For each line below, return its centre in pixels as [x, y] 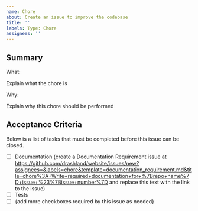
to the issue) [30, 188]
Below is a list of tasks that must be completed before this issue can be [93, 139]
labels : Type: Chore [32, 28]
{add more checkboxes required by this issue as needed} [85, 201]
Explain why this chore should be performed [60, 106]
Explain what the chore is [37, 83]
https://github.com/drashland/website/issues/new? [77, 163]
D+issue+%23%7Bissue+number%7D [61, 182]
